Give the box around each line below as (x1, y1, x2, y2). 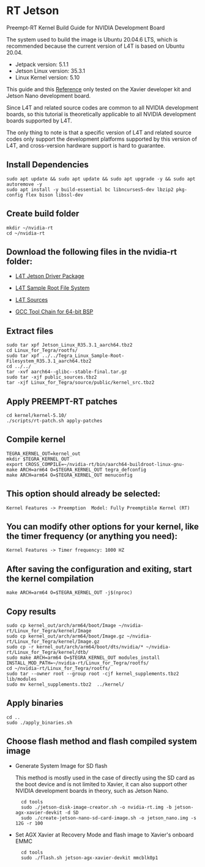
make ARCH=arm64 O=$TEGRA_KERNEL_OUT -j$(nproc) (6, 590, 133, 596)
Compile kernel (6, 434, 65, 445)
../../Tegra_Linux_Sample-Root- (42, 353, 124, 359)
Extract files (6, 326, 54, 336)
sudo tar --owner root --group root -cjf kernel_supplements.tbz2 (6, 671, 179, 677)
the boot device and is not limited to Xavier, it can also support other (15, 780, 188, 787)
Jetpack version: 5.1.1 (15, 61, 69, 68)
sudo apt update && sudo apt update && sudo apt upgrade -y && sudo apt (6, 176, 196, 182)
